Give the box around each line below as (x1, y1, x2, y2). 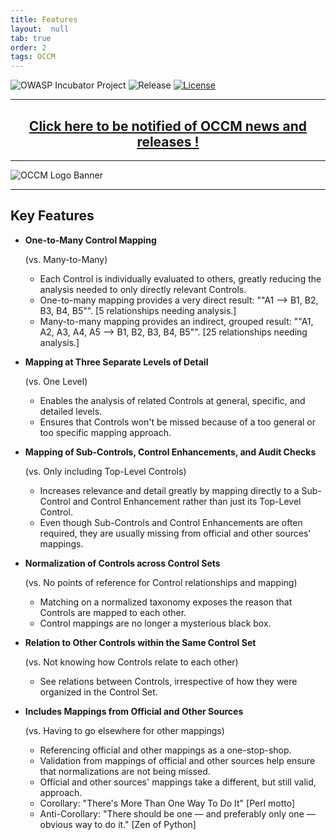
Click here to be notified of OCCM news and (28, 117, 308, 135)
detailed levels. (39, 405, 103, 417)
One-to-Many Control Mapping (24, 234, 157, 246)
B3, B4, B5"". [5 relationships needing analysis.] (39, 304, 237, 316)
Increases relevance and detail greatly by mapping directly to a (39, 484, 300, 496)
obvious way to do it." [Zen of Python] (39, 818, 197, 830)
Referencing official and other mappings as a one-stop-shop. (39, 744, 292, 756)
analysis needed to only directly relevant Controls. (39, 283, 247, 295)
